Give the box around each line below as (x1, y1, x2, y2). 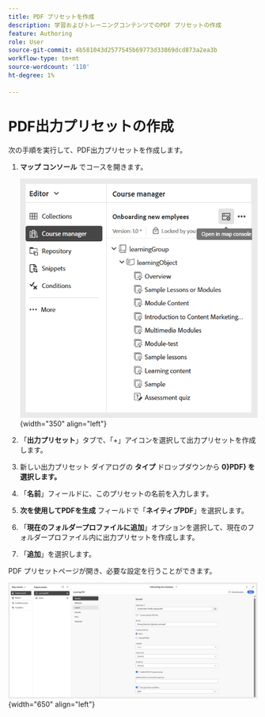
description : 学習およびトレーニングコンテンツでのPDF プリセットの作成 (8, 21, 221, 29)
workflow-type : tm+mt (8, 55, 80, 63)
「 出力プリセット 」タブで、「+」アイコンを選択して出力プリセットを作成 (19, 435, 256, 444)
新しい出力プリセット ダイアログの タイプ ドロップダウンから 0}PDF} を (19, 462, 256, 471)
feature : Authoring (8, 29, 73, 37)
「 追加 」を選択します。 (19, 549, 97, 558)
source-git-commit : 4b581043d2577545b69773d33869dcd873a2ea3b (8, 46, 218, 55)
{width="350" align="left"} (19, 419, 107, 428)
